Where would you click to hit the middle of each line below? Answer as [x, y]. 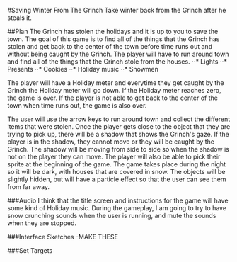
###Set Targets [30, 250]
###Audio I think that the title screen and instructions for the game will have [118, 200]
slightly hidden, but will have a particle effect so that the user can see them [117, 179]
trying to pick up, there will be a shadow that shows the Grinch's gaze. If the [118, 134]
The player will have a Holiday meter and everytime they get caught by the [116, 83]
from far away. [29, 187]
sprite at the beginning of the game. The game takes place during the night [117, 164]
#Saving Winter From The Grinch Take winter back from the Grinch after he [117, 10]
